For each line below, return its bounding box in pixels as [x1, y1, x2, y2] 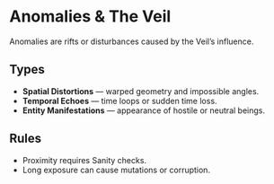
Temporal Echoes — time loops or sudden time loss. [22, 95, 217, 106]
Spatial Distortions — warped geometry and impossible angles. [22, 85, 260, 96]
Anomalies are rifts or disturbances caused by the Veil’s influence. [9, 36, 254, 47]
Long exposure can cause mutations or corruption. [22, 164, 211, 175]
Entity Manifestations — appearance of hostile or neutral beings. [22, 105, 265, 116]
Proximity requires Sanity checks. [22, 154, 146, 165]
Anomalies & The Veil [9, 6, 172, 27]
